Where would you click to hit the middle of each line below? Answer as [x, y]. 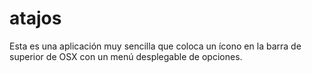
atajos [35, 18]
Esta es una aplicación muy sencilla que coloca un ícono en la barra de [155, 46]
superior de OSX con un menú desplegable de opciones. [126, 56]
